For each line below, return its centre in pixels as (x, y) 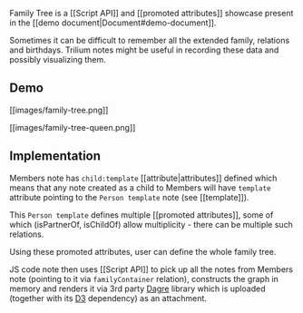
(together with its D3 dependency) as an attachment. (108, 298)
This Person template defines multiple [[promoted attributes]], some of (142, 215)
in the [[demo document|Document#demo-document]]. (113, 23)
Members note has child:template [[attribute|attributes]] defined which (143, 178)
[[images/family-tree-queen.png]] (73, 127)
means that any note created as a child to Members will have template (140, 187)
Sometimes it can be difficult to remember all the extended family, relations (150, 40)
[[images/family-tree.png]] (59, 110)
